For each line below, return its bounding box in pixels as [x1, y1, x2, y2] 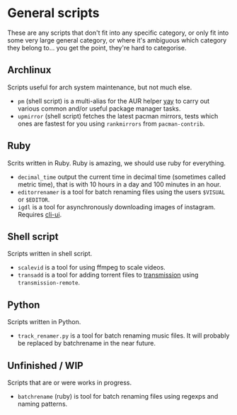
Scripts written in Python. [7, 318, 81, 326]
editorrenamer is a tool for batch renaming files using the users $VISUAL [17, 187, 226, 196]
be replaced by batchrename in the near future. [17, 339, 156, 348]
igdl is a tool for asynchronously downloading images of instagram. [17, 202, 216, 211]
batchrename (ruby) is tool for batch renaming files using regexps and [17, 392, 219, 400]
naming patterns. [17, 399, 68, 408]
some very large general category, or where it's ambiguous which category [7, 35, 227, 44]
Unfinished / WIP [7, 360, 83, 372]
